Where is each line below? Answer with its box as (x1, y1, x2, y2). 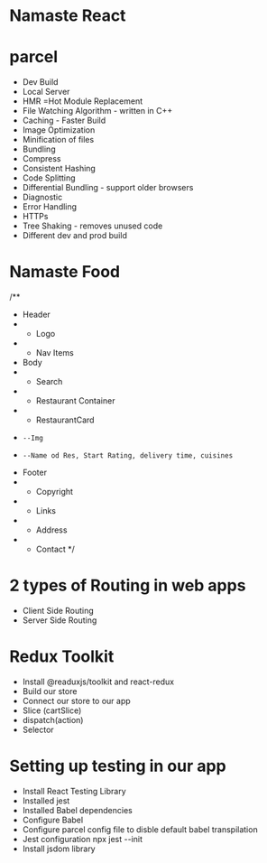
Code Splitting (22, 172, 76, 183)
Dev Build (22, 77, 59, 88)
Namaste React (9, 5, 126, 26)
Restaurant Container (35, 395, 115, 406)
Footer (22, 467, 48, 478)
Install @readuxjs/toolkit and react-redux (22, 676, 174, 687)
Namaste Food (9, 262, 120, 283)
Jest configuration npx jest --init (22, 833, 143, 844)
